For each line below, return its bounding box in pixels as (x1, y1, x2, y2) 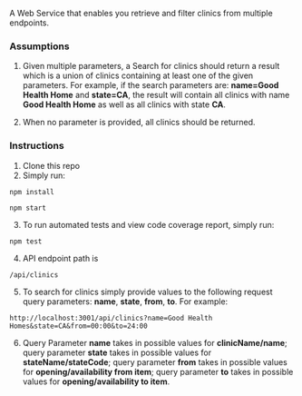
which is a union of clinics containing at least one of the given (22, 70, 254, 81)
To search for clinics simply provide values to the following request (22, 286, 274, 297)
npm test (9, 236, 43, 246)
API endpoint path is (22, 252, 99, 263)
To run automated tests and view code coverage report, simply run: (22, 219, 275, 230)
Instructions (9, 140, 65, 153)
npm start (9, 203, 47, 213)
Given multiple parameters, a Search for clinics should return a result (22, 61, 280, 72)
